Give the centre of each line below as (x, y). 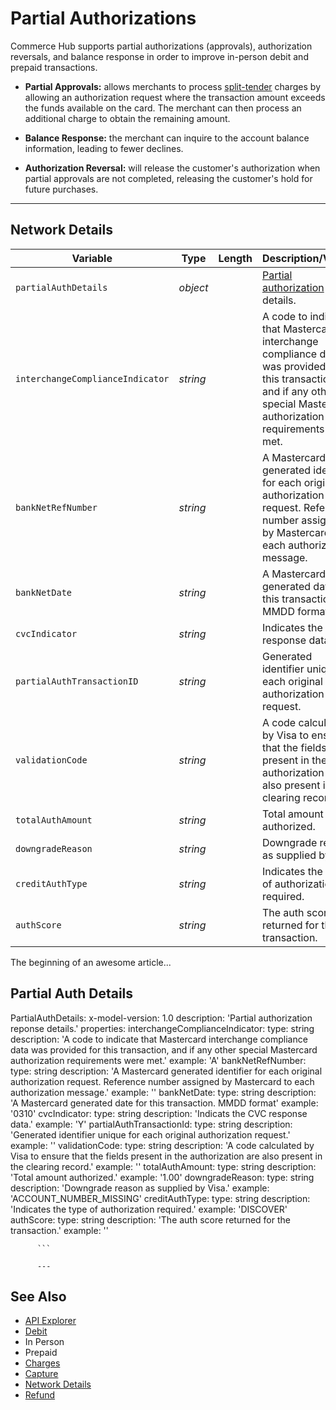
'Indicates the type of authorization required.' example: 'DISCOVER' (149, 1209)
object (193, 287)
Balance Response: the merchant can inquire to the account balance (167, 138)
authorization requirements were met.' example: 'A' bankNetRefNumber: (158, 1060)
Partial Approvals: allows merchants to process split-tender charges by (172, 86)
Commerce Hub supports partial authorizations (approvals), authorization (161, 46)
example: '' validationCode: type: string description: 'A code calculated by (162, 1145)
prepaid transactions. (54, 67)
